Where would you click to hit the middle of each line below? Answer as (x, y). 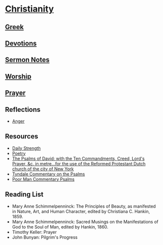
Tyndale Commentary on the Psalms (48, 174)
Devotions (21, 43)
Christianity (29, 9)
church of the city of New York (43, 169)
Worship (18, 76)
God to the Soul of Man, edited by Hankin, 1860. (60, 227)
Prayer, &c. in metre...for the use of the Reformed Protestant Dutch (79, 163)
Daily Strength (26, 148)
